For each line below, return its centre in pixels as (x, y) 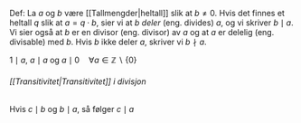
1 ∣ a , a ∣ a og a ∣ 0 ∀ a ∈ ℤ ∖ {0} (73, 60)
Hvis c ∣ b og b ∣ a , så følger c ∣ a (71, 109)
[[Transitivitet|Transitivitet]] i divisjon (78, 81)
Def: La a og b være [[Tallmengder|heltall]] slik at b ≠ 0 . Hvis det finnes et (147, 13)
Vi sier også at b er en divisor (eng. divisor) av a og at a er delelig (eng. (142, 32)
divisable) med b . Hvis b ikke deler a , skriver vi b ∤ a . (108, 42)
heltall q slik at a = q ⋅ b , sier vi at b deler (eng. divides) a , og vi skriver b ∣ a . (151, 23)
